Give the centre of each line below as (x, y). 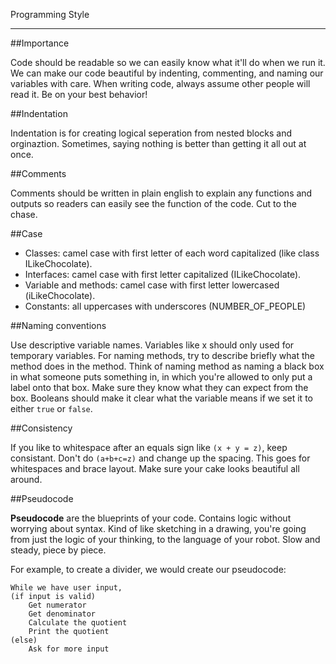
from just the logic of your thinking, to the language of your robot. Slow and (165, 539)
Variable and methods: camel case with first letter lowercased (152, 285)
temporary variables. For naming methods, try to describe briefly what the (162, 355)
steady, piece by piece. (58, 550)
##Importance (40, 43)
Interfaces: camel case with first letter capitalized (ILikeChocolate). (163, 274)
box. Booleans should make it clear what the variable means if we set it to (161, 398)
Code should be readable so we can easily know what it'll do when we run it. (168, 62)
